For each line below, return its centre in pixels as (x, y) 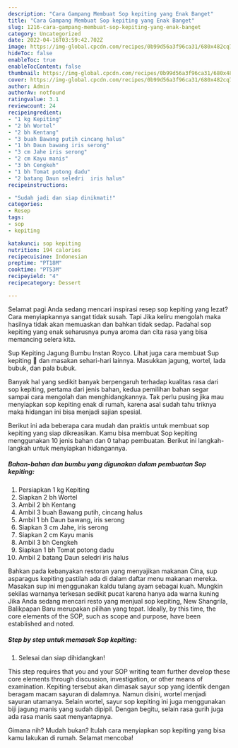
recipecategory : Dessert (44, 283)
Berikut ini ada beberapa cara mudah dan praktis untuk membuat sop (109, 425)
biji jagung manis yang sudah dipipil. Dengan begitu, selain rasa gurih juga (116, 709)
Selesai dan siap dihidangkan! (61, 657)
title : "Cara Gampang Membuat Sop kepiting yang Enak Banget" (101, 21)
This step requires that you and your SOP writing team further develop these (119, 671)
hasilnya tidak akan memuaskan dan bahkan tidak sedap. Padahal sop (110, 324)
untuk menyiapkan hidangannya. (80, 448)
